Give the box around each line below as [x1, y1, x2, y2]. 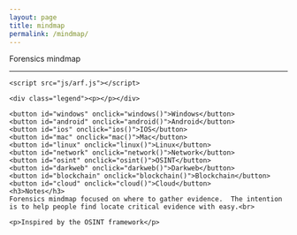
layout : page [9, 12, 57, 22]
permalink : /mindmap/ [9, 29, 89, 38]
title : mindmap [9, 21, 65, 30]
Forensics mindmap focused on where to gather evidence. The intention [9, 195, 283, 204]
